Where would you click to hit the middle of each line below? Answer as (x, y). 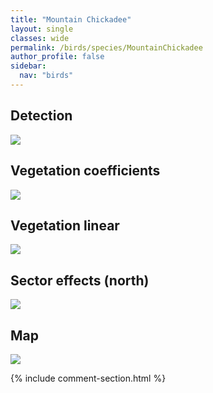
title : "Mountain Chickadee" (71, 19)
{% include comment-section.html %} (88, 378)
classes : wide (40, 38)
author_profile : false (57, 57)
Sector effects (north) (80, 280)
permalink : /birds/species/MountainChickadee (106, 47)
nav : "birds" (46, 76)
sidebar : (28, 66)
